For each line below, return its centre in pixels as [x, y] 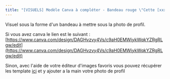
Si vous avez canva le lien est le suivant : [48, 34]
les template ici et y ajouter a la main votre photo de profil [65, 71]
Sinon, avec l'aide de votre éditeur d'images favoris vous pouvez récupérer [83, 65]
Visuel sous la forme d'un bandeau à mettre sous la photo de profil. [75, 24]
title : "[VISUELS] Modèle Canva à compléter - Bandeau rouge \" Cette [80, 10]
